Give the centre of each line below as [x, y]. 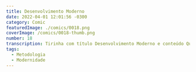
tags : [13, 49]
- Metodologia [28, 55]
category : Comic [26, 22]
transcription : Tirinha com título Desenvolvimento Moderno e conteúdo [95, 44]
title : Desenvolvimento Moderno [45, 11]
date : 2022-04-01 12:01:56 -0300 [47, 17]
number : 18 [19, 38]
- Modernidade [28, 60]
